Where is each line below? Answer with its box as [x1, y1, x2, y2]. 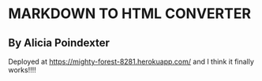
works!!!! [8, 65, 37, 75]
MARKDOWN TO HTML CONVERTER [8, 5, 251, 23]
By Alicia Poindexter [8, 36, 110, 50]
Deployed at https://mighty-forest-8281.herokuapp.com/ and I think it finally [8, 57, 255, 66]
